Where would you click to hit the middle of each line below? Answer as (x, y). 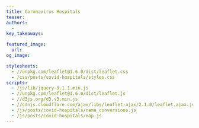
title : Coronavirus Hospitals (44, 12)
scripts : (17, 83)
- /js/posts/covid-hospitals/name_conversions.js (74, 110)
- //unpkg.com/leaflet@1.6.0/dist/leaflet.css (70, 72)
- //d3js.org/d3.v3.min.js (45, 99)
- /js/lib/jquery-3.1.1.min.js (50, 88)
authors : (17, 23)
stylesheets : (22, 66)
